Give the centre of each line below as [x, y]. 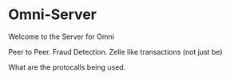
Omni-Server [53, 15]
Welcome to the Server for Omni [61, 36]
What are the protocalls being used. [67, 67]
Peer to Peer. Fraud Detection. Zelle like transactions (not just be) [115, 51]
